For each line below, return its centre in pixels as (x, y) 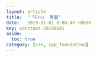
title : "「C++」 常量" (33, 17)
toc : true (23, 39)
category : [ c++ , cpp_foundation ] (47, 45)
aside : (14, 34)
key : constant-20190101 (35, 28)
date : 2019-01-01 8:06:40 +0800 (49, 23)
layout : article (26, 12)
